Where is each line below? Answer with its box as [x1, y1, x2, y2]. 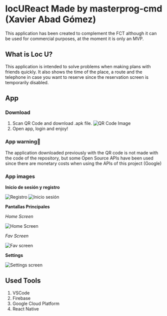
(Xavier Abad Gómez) [5, 14, 96, 25]
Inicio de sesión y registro [5, 184, 60, 191]
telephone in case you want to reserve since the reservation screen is [5, 74, 149, 80]
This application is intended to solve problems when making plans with [5, 63, 151, 69]
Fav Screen [5, 233, 29, 239]
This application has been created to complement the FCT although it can [5, 30, 157, 36]
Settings [5, 252, 23, 258]
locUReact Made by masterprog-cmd [5, 3, 162, 15]
